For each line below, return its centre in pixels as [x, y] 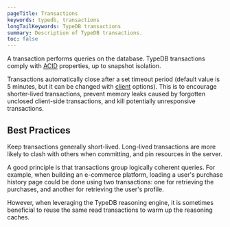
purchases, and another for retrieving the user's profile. [85, 189]
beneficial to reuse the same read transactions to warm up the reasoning [110, 210]
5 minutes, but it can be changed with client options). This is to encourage [112, 87]
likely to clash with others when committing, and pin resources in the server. [115, 154]
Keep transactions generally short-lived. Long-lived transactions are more [112, 147]
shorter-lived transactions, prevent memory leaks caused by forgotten [106, 94]
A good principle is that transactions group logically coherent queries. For [111, 167]
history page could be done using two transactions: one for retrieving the [111, 182]
